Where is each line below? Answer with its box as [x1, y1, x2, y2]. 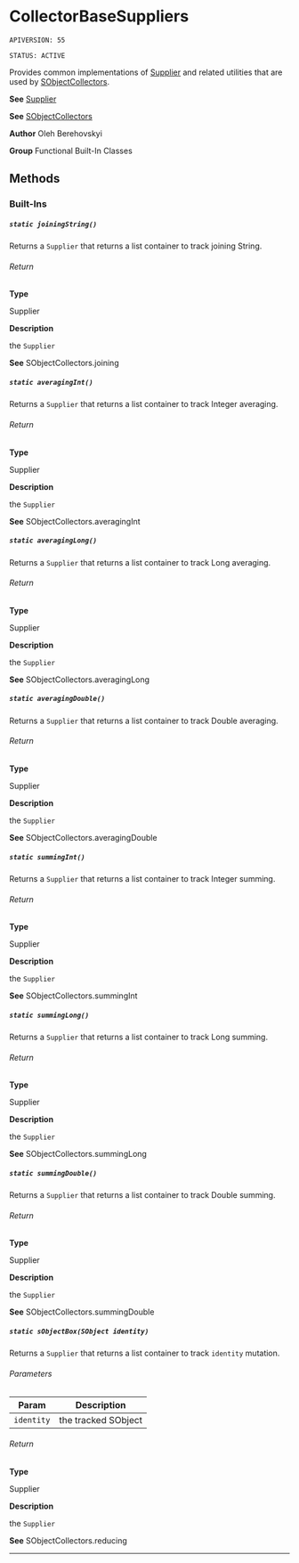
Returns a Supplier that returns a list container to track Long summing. [9, 1031, 269, 1043]
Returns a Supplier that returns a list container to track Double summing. [9, 1190, 276, 1201]
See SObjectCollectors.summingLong [9, 1149, 147, 1160]
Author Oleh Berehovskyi [9, 127, 102, 139]
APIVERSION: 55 [9, 36, 66, 45]
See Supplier [9, 94, 57, 104]
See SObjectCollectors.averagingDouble [9, 832, 158, 843]
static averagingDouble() [9, 695, 105, 704]
